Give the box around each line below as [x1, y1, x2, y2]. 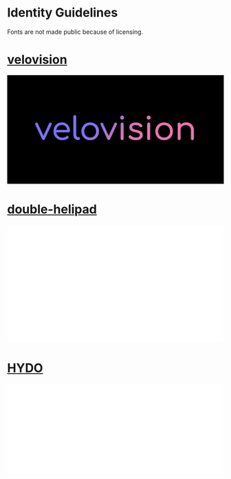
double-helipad [7, 202, 98, 217]
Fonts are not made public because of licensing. [7, 28, 144, 36]
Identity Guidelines [7, 5, 118, 21]
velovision [7, 52, 67, 68]
